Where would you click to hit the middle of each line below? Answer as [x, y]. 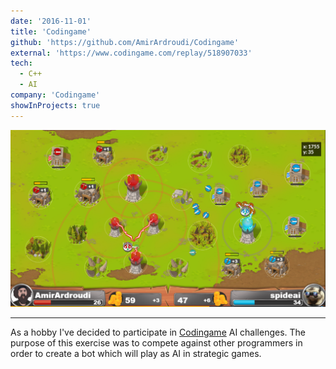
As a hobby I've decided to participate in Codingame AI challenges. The [158, 332]
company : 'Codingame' [55, 95]
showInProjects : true [55, 105]
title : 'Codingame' [51, 31]
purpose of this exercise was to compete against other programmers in [156, 342]
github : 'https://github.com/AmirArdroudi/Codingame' [125, 42]
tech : [21, 63]
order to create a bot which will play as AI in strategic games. [136, 353]
